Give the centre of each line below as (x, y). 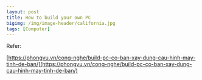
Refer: (14, 46)
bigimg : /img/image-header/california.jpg (61, 23)
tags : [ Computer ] (28, 29)
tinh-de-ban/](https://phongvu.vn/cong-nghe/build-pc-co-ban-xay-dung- (99, 64)
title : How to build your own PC (49, 18)
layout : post (23, 12)
